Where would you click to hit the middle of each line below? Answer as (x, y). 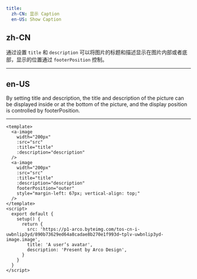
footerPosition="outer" (46, 188)
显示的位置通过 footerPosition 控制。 (62, 60)
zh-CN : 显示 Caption (35, 14)
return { (32, 224)
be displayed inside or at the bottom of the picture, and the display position (97, 104)
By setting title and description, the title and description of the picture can (95, 98)
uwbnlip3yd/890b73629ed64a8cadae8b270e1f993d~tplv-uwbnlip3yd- (85, 234)
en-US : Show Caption (36, 19)
